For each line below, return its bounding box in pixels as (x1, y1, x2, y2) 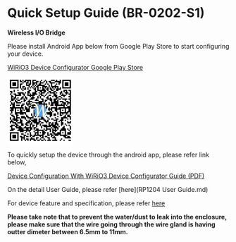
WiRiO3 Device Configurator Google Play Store (7, 63, 143, 71)
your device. (7, 49, 44, 58)
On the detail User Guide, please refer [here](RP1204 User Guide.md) (7, 185, 209, 193)
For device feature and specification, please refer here (7, 199, 166, 207)
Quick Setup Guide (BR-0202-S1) (7, 5, 205, 21)
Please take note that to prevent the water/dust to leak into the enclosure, (7, 212, 228, 221)
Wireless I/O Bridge (7, 28, 66, 37)
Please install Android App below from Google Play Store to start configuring (7, 42, 230, 50)
